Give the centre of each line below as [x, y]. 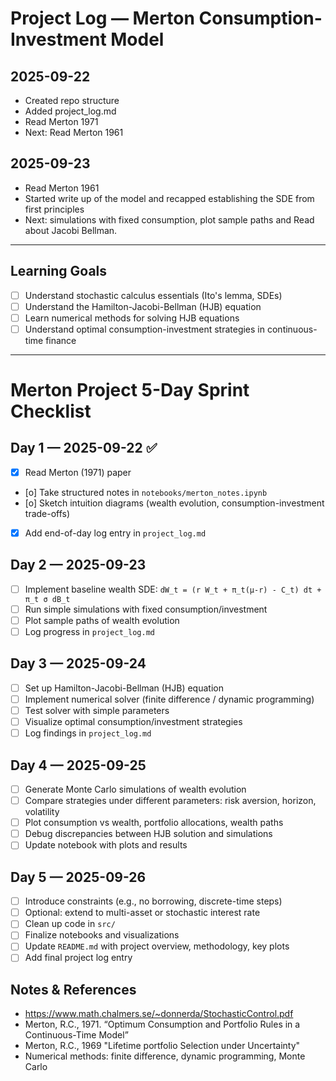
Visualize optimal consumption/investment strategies [133, 722]
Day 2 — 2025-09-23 [78, 565]
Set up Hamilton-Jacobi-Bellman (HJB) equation [124, 688]
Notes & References [73, 989]
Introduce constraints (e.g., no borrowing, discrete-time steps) [153, 901]
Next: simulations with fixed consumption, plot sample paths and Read [169, 219]
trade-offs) [47, 513]
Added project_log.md [70, 111]
